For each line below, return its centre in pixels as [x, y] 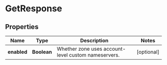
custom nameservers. [94, 55]
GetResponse [34, 9]
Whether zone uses [80, 49]
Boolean [42, 52]
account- [115, 49]
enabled [17, 52]
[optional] [148, 52]
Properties [22, 27]
